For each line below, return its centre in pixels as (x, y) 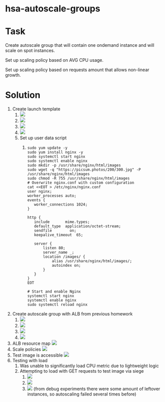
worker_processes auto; (52, 196)
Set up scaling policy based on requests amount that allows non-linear (77, 70)
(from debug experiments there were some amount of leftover (97, 389)
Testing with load (30, 361)
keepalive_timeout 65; (59, 235)
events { (36, 200)
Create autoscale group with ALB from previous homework (72, 314)
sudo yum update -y (47, 148)
